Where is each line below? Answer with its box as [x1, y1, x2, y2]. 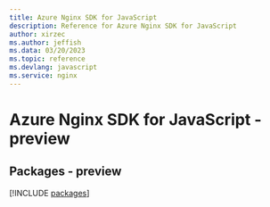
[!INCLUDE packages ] [9, 187, 90, 198]
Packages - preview [9, 164, 122, 179]
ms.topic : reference [9, 54, 86, 63]
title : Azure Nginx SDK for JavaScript [9, 12, 158, 22]
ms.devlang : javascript [9, 63, 98, 72]
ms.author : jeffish [9, 37, 82, 47]
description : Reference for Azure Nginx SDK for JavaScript [9, 21, 238, 30]
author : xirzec [9, 29, 66, 38]
